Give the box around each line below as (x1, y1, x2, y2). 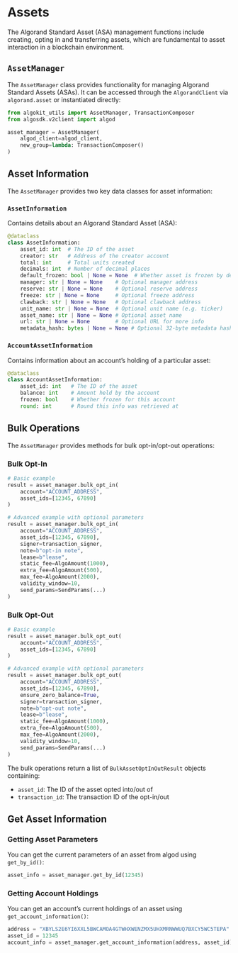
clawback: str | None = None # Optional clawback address (20, 299, 201, 306)
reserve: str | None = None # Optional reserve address (20, 285, 198, 293)
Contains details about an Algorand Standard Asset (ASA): (7, 219, 177, 228)
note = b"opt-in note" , (20, 547, 84, 554)
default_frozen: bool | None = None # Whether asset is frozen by (20, 272, 223, 279)
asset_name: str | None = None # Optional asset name (20, 311, 182, 319)
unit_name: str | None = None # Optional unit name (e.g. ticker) (20, 305, 223, 312)
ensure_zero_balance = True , (20, 691, 100, 698)
